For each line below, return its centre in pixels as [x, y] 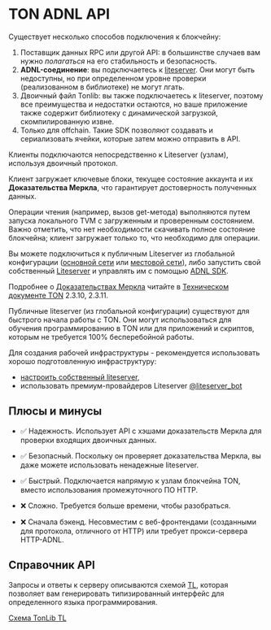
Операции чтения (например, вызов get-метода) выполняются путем [129, 211]
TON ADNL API [59, 14]
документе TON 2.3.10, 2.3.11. [58, 295]
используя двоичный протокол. [63, 163]
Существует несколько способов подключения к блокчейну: [115, 37]
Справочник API [52, 565]
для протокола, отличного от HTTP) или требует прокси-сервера [134, 531]
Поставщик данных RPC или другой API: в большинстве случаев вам [140, 52]
